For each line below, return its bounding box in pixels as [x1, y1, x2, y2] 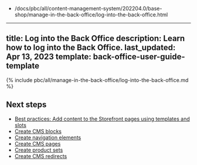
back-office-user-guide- [93, 52, 185, 62]
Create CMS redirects [14, 152, 67, 160]
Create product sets [14, 146, 63, 153]
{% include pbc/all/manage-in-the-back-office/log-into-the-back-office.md [6, 76, 189, 84]
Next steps [6, 99, 47, 110]
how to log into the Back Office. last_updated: [6, 43, 176, 53]
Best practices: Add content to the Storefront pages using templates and [14, 115, 191, 122]
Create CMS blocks [14, 128, 62, 135]
